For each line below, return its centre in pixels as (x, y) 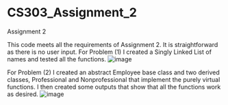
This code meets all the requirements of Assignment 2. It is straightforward (113, 44)
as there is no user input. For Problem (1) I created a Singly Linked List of (110, 52)
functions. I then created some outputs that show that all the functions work (114, 87)
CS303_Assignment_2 (72, 13)
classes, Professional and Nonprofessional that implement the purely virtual (114, 79)
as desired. (23, 94)
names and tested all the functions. (56, 59)
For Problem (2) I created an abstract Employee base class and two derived (114, 72)
